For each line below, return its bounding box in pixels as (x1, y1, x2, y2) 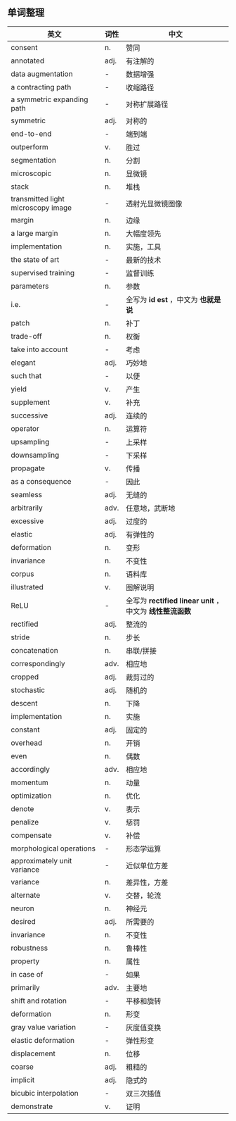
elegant (11, 358, 37, 368)
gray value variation (11, 1022, 76, 1032)
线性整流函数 (148, 606, 192, 616)
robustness (11, 943, 48, 953)
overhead (11, 738, 43, 748)
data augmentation (11, 69, 73, 79)
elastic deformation (11, 1035, 75, 1045)
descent (11, 698, 38, 708)
